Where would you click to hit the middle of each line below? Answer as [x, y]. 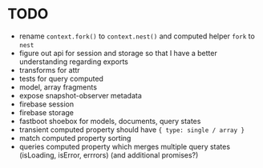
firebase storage [46, 112]
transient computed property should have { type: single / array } [132, 130]
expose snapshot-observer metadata [80, 95]
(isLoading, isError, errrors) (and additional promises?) [109, 155]
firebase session [47, 104]
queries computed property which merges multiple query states [124, 146]
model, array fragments [58, 87]
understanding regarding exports [74, 62]
